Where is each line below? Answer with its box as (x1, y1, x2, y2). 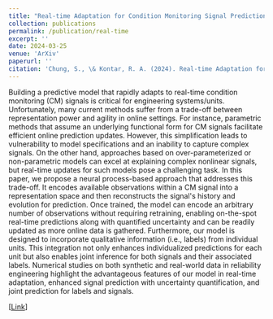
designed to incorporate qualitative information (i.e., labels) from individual (8, 234, 258, 244)
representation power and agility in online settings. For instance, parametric (8, 113, 262, 123)
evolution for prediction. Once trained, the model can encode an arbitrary (8, 199, 253, 209)
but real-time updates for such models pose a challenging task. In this (8, 164, 242, 175)
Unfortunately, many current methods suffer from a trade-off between (8, 104, 243, 114)
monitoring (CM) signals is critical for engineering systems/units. (8, 95, 225, 106)
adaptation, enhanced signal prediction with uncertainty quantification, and (8, 277, 260, 287)
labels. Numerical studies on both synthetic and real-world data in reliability (8, 260, 262, 269)
